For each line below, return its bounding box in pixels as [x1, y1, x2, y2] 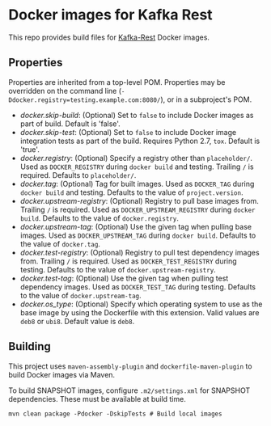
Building [8, 340, 51, 353]
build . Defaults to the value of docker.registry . [19, 213, 180, 223]
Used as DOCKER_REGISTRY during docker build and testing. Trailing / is [19, 162, 254, 171]
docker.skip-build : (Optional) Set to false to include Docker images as [19, 110, 254, 120]
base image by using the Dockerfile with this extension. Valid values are [19, 307, 260, 317]
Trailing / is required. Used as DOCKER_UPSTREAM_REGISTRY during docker [19, 205, 256, 214]
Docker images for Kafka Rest [8, 6, 213, 24]
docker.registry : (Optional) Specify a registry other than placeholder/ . [19, 153, 253, 162]
